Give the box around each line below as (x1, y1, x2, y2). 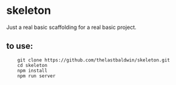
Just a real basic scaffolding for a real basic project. (6, 24, 137, 31)
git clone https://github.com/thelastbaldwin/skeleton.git (17, 57, 171, 63)
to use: (6, 41, 33, 51)
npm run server (17, 73, 56, 79)
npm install (17, 68, 48, 74)
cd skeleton (17, 62, 48, 68)
